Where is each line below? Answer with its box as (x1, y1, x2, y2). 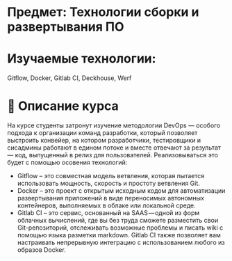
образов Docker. (17, 246, 66, 254)
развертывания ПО (7, 19, 124, 35)
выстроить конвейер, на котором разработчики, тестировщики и (7, 136, 201, 145)
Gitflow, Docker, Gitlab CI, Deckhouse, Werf (7, 74, 132, 82)
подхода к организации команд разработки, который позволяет (7, 129, 198, 137)
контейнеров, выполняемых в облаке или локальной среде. (17, 201, 196, 209)
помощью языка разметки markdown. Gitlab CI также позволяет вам (17, 231, 221, 239)
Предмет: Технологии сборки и (7, 4, 199, 20)
